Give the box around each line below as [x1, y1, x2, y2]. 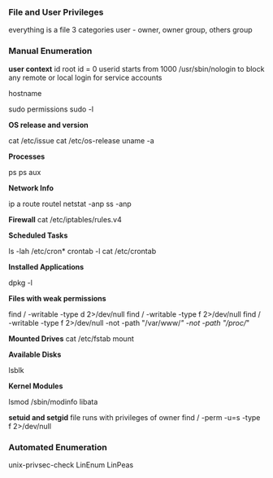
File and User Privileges [8, 7, 104, 18]
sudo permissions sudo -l [8, 104, 94, 114]
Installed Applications [8, 261, 84, 271]
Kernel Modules [8, 381, 63, 391]
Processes [8, 151, 45, 161]
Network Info [8, 182, 54, 193]
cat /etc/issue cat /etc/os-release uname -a [8, 135, 154, 145]
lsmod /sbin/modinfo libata [8, 397, 98, 406]
